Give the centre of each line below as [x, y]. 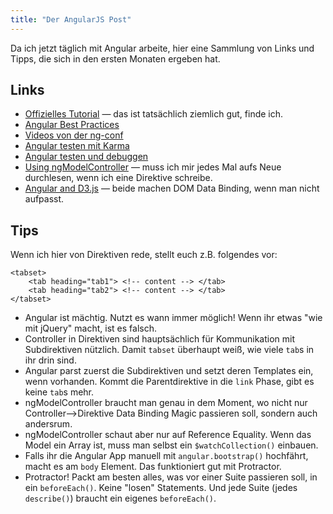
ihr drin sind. [50, 360]
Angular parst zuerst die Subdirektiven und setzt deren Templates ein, [169, 371]
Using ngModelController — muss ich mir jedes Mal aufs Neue [153, 167]
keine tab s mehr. [59, 392]
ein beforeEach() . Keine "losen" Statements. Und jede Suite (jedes [161, 488]
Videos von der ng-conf [74, 135]
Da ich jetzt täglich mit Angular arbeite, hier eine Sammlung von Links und [162, 48]
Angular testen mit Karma [77, 146]
